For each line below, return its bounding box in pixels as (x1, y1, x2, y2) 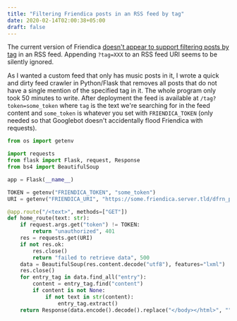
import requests (7, 150, 55, 157)
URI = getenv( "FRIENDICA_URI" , (7, 195, 99, 202)
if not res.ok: (20, 241, 65, 248)
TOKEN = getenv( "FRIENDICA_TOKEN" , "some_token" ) (7, 188, 157, 196)
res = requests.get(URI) (20, 234, 93, 241)
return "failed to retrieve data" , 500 (32, 254, 150, 261)
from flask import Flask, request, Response (7, 157, 140, 164)
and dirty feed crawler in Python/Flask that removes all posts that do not (7, 79, 217, 87)
